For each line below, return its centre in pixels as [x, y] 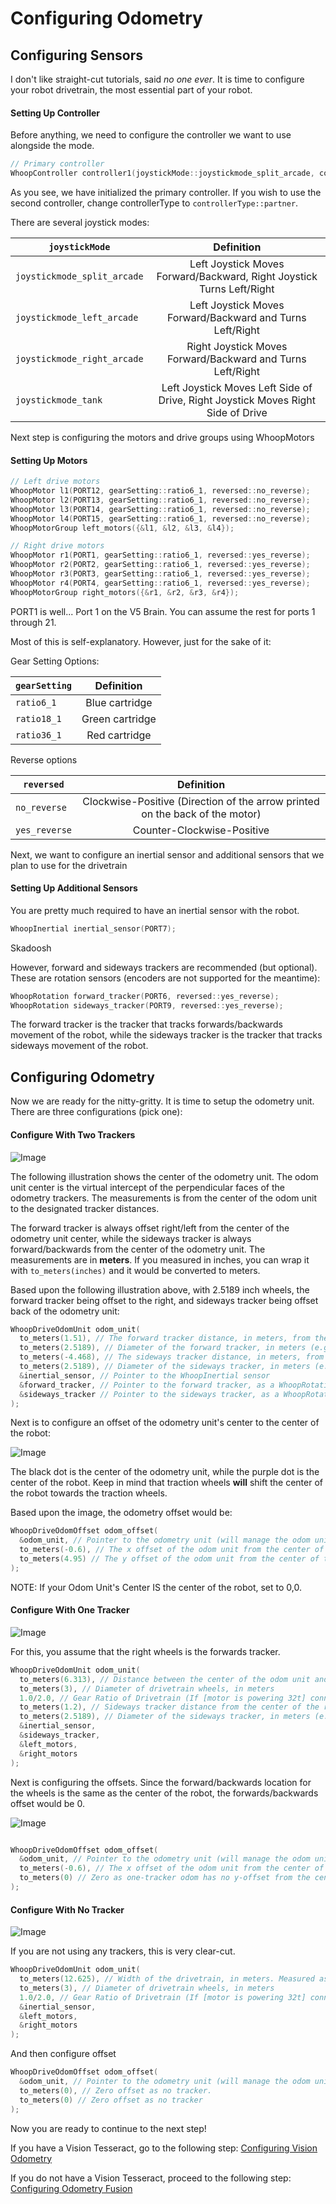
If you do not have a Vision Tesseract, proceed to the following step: [151, 2178]
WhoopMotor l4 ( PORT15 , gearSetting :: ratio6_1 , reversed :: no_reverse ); [160, 518]
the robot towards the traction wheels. [89, 1493]
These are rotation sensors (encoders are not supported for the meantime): [165, 978]
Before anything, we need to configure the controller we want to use [151, 135]
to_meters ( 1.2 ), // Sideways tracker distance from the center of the [169, 1707]
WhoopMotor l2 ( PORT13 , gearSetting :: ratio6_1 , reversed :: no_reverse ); [160, 500]
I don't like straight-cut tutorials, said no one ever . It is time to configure [157, 79]
